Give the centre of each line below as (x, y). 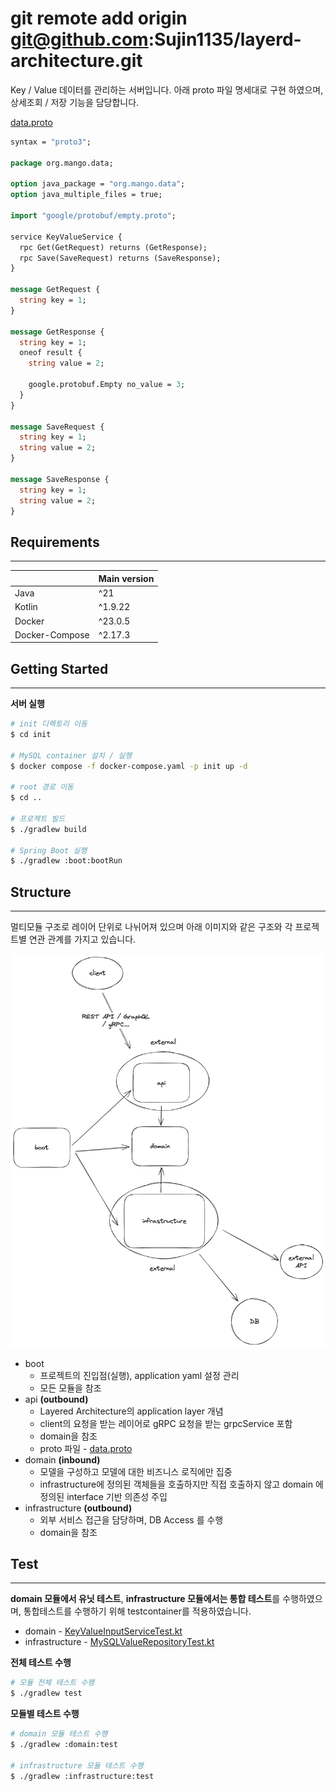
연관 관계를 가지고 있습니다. (82, 939)
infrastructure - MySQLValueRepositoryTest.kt (119, 1642)
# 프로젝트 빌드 (38, 818)
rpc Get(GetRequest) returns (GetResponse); (113, 247)
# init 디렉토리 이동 (49, 724)
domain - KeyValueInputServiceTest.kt (103, 1631)
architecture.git (76, 61)
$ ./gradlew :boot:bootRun (66, 861)
